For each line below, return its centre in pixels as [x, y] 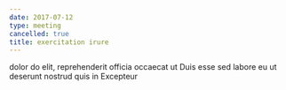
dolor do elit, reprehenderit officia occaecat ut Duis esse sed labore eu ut [143, 67]
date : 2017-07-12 [41, 17]
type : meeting [36, 26]
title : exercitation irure [59, 42]
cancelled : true [39, 34]
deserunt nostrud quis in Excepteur [74, 77]
